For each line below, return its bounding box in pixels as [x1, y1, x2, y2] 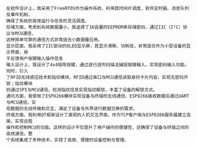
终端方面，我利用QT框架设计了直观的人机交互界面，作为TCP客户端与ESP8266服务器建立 [6, 112, 187, 118]
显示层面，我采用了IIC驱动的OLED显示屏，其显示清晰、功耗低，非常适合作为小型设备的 [6, 43, 187, 49]
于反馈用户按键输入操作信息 [6, 55, 64, 61]
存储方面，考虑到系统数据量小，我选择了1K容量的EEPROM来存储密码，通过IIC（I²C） [6, 24, 183, 30]
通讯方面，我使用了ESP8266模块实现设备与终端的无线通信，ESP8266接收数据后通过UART [6, 93, 189, 99]
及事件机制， [6, 12, 33, 18]
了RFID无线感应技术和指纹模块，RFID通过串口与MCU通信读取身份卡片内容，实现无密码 [6, 74, 184, 80]
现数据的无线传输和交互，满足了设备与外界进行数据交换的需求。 [6, 106, 138, 111]
